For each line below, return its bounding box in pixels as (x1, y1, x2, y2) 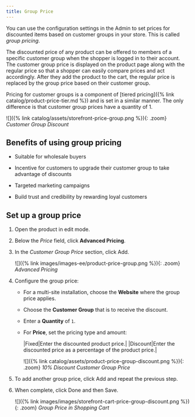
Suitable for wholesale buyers (14, 153, 86, 160)
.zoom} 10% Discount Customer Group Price (23, 364, 130, 371)
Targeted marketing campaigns (14, 182, 90, 189)
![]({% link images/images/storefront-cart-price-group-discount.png (14, 398, 179, 405)
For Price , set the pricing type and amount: (23, 329, 127, 336)
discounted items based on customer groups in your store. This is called (6, 30, 180, 38)
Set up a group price (6, 210, 82, 220)
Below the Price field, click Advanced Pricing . (14, 237, 126, 244)
